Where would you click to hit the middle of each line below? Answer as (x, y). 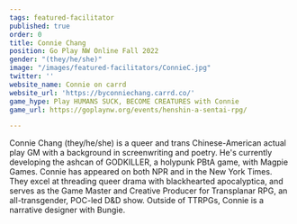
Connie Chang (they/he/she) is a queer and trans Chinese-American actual (148, 143)
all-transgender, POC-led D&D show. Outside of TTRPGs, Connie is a (136, 201)
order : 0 (26, 34)
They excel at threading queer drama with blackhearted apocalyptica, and (146, 182)
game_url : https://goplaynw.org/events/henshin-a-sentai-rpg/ (128, 110)
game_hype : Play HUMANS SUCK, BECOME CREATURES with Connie (125, 101)
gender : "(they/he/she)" (56, 59)
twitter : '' (31, 76)
